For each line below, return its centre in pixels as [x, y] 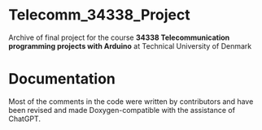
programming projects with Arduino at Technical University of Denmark [130, 45]
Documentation [62, 79]
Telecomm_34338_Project [99, 15]
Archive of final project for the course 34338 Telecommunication [119, 37]
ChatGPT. [24, 119]
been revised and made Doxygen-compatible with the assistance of [122, 110]
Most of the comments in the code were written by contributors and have [131, 101]
